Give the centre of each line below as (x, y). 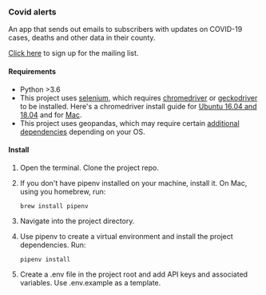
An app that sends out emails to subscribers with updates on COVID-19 (125, 29)
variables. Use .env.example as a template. (90, 282)
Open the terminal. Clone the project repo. (89, 167)
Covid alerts (32, 12)
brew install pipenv (54, 206)
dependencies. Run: (53, 245)
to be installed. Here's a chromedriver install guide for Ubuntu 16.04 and (138, 106)
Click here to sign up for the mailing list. (73, 53)
